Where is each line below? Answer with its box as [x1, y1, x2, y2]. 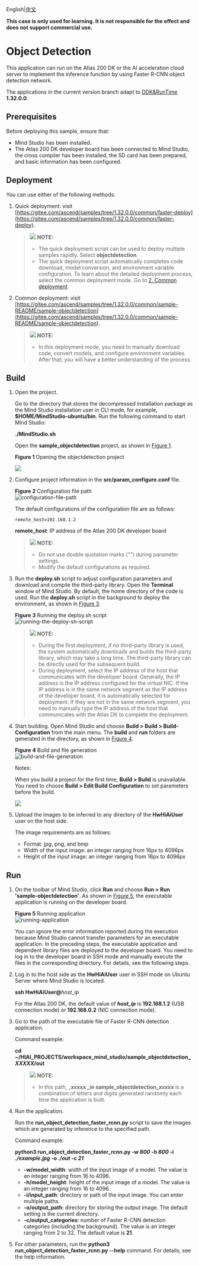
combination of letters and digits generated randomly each [38, 1090, 182, 1097]
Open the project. [14, 388, 58, 396]
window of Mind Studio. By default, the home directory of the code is [14, 588, 184, 595]
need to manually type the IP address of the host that [38, 705, 168, 712]
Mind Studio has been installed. [14, 139, 92, 146]
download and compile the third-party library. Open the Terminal [14, 581, 174, 589]
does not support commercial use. [6, 24, 93, 31]
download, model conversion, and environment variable [38, 264, 175, 271]
